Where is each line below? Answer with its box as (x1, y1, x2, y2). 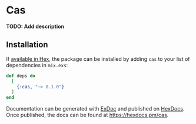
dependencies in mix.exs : (6, 61, 68, 68)
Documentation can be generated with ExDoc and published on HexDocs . (6, 105, 185, 112)
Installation (6, 40, 48, 50)
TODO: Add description (6, 23, 65, 30)
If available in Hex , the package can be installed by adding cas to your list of (6, 55, 190, 62)
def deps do (6, 73, 35, 79)
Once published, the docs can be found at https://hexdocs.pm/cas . (6, 112, 169, 119)
